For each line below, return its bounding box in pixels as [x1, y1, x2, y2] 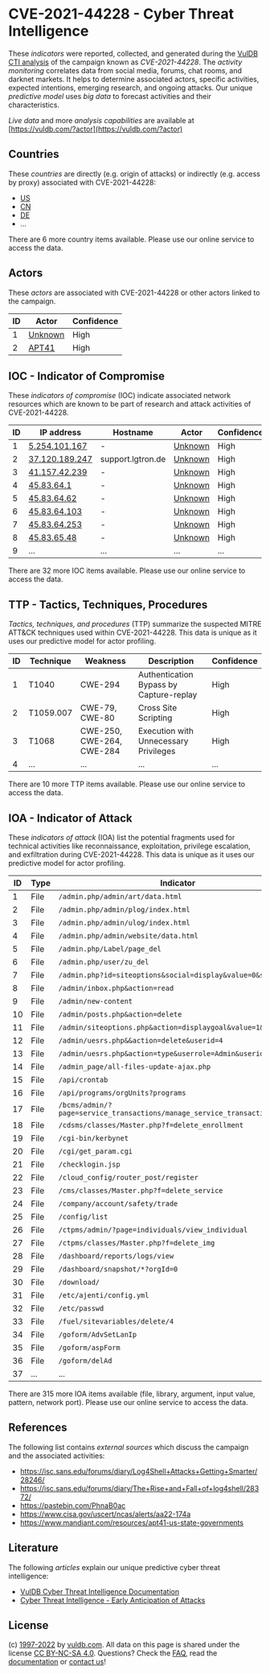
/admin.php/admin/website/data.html [58, 931, 198, 940]
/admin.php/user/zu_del [58, 958, 149, 967]
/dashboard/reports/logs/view [58, 1252, 174, 1261]
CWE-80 [80, 712, 115, 723]
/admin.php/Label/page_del [58, 944, 162, 953]
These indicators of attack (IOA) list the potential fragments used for [8, 833, 235, 842]
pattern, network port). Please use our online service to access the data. [8, 1398, 248, 1407]
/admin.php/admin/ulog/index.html [58, 918, 190, 927]
